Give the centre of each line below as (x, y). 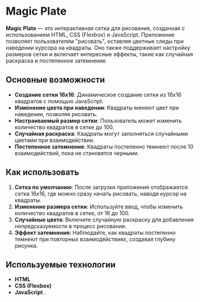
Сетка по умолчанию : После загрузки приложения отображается (101, 187)
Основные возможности (55, 80)
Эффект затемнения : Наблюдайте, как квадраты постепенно (95, 232)
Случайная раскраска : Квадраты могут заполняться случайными (101, 133)
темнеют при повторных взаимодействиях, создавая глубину (95, 239)
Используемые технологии (61, 264)
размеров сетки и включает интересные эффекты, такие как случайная (99, 54)
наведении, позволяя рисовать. (56, 114)
